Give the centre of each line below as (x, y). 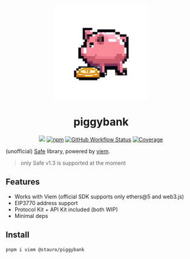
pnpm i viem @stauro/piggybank (45, 249)
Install (18, 235)
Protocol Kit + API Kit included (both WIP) (66, 209)
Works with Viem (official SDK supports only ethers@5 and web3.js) (99, 196)
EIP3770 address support (46, 203)
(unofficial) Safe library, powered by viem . (58, 151)
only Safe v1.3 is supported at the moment (73, 163)
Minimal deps (31, 215)
